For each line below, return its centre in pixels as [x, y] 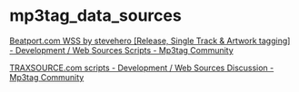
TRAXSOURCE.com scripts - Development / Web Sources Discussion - [142, 68]
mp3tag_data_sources [95, 16]
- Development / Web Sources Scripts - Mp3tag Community [121, 50]
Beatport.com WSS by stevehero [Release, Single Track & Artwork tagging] [150, 41]
